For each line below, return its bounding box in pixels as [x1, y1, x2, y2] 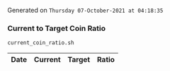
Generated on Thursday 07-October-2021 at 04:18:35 [7, 6, 164, 14]
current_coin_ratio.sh [7, 39, 74, 46]
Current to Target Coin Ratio [7, 23, 106, 33]
